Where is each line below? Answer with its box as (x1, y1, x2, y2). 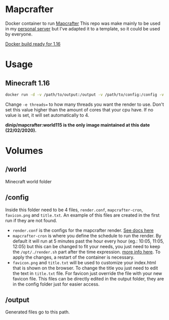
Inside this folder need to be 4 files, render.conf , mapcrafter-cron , (5, 207, 143, 213)
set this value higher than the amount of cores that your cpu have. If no (5, 106, 153, 112)
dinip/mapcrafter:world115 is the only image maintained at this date (5, 122, 150, 128)
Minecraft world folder (5, 178, 52, 184)
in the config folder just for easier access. (12, 281, 100, 287)
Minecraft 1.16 (5, 78, 50, 87)
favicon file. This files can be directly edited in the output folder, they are (12, 275, 164, 282)
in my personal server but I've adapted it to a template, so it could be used (5, 25, 160, 31)
